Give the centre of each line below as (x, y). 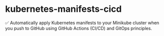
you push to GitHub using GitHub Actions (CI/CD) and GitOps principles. (79, 28)
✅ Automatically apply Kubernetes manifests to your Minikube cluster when (82, 23)
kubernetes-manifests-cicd (63, 9)
